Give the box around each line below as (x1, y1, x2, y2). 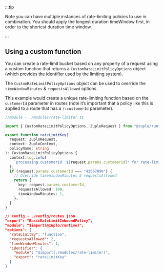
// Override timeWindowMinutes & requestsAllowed (14, 173, 117, 178)
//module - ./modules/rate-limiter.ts (5, 115, 84, 120)
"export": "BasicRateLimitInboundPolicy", (5, 218, 93, 224)
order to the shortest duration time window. (5, 24, 92, 30)
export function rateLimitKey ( (5, 132, 69, 137)
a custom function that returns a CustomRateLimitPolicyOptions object (5, 65, 146, 71)
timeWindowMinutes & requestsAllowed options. (5, 85, 98, 91)
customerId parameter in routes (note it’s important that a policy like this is (5, 100, 154, 106)
